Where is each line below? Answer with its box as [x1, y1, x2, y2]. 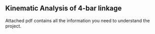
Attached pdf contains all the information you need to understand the [5, 17, 150, 23]
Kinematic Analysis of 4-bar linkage [5, 4, 122, 13]
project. [5, 23, 22, 29]
